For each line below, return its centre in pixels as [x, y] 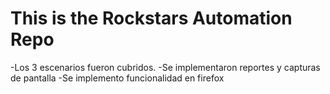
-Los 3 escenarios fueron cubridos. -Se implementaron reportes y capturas [165, 67]
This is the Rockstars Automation [151, 18]
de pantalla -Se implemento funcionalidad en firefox [117, 78]
